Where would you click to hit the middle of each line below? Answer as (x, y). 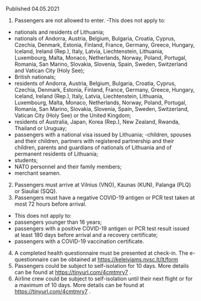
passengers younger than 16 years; (58, 222)
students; (26, 160)
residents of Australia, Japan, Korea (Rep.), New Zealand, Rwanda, (97, 122)
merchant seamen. (38, 173)
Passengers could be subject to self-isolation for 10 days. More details (101, 266)
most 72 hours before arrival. (50, 204)
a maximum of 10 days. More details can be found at (79, 285)
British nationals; (35, 77)
